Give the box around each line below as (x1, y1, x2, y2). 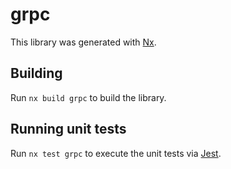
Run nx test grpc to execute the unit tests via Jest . (10, 147, 222, 159)
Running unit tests (10, 121, 127, 138)
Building (10, 65, 63, 82)
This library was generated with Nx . (10, 36, 157, 48)
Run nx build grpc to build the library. (10, 91, 167, 103)
